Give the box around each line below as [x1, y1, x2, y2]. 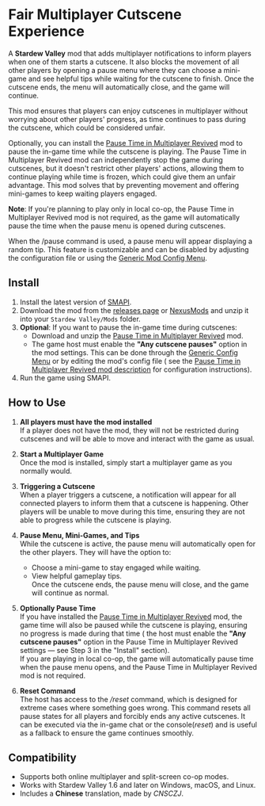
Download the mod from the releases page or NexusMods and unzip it [19, 305, 249, 315]
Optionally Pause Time [19, 603, 97, 613]
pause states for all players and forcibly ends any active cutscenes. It [19, 711, 246, 720]
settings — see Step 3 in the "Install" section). [19, 645, 170, 655]
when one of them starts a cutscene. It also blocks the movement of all [8, 57, 240, 67]
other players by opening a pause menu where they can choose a [8, 65, 222, 74]
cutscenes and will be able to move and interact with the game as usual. [19, 434, 255, 443]
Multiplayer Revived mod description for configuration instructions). [31, 365, 252, 374]
